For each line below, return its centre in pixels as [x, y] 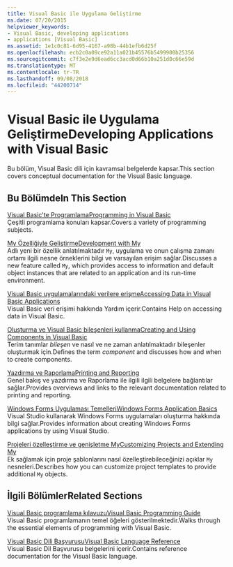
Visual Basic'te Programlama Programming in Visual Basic [89, 215]
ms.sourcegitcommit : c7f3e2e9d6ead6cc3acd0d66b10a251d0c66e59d [101, 59]
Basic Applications [34, 301]
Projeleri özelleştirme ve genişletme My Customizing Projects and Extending [115, 444]
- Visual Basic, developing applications [68, 33]
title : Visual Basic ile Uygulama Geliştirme [74, 14]
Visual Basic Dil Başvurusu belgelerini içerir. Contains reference [97, 548]
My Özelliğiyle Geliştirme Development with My [74, 243]
